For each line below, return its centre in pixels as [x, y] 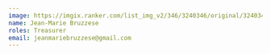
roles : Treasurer [38, 30]
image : [19, 15]
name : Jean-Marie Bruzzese [54, 23]
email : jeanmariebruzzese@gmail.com [70, 38]
